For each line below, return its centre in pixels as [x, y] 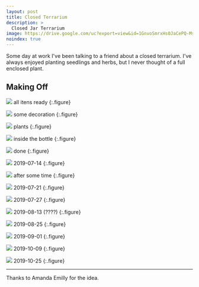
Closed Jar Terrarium [38, 28]
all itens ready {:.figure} [42, 102]
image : [14, 34]
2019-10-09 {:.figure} [39, 249]
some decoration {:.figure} [46, 114]
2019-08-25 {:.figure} [40, 224]
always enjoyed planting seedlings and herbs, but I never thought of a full [96, 62]
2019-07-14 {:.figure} [39, 163]
